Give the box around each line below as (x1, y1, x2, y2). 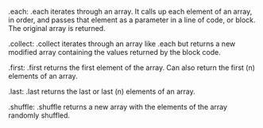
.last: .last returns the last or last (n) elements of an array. (8, 87, 196, 96)
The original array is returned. (8, 24, 106, 33)
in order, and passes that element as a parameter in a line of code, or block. (8, 15, 256, 25)
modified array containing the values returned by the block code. (8, 48, 221, 56)
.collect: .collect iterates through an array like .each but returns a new (8, 39, 236, 48)
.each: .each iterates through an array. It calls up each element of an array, (8, 7, 253, 16)
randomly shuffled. (8, 111, 70, 120)
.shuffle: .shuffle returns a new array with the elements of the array (8, 103, 228, 111)
